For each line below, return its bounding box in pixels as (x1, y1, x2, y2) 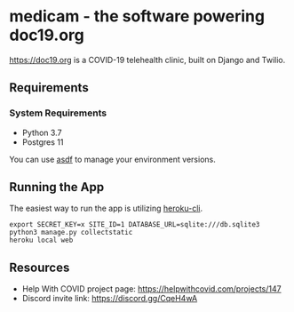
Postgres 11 (21, 136, 64, 148)
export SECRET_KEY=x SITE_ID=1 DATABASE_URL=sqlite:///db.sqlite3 (9, 220, 260, 229)
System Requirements (9, 107, 107, 119)
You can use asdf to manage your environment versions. (9, 154, 216, 164)
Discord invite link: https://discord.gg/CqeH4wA (21, 293, 198, 304)
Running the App (9, 180, 105, 195)
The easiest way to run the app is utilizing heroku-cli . (9, 203, 203, 214)
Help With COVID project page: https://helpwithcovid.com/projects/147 (21, 284, 282, 294)
